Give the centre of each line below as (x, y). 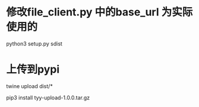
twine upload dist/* (30, 86)
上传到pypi (33, 69)
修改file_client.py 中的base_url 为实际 (99, 12)
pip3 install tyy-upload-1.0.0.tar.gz (48, 98)
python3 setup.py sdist (34, 43)
